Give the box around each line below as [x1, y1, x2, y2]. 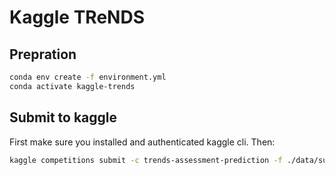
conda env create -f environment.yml [9, 72, 167, 82]
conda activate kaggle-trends [9, 81, 136, 91]
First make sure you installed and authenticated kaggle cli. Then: [9, 136, 276, 148]
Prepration [9, 46, 77, 63]
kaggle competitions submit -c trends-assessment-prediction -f [9, 155, 283, 165]
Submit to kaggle [9, 109, 118, 126]
